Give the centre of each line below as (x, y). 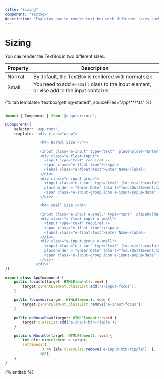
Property (18, 68)
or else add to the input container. (72, 91)
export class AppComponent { (35, 278)
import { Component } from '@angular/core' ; (51, 116)
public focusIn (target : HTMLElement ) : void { (61, 282)
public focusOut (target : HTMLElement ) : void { (62, 300)
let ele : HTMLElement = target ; (56, 340)
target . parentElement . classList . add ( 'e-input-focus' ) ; (80, 287)
